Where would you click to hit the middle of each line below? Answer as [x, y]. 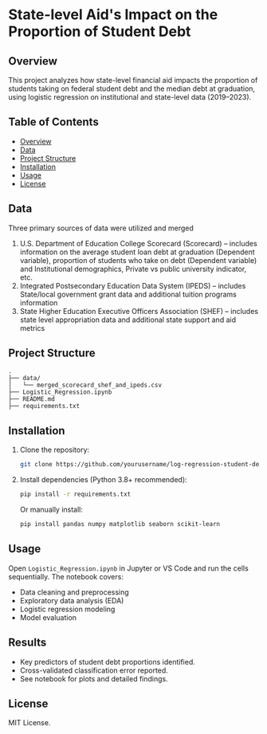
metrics [32, 328]
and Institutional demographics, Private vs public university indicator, [133, 269]
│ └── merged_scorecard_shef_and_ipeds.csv [85, 385]
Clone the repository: [55, 450]
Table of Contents [54, 122]
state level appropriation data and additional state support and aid [128, 320]
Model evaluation [48, 617]
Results [27, 643]
